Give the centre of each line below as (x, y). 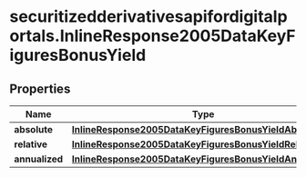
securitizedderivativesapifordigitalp (149, 17)
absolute (33, 129)
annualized (39, 159)
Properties (40, 88)
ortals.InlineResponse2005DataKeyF (153, 36)
